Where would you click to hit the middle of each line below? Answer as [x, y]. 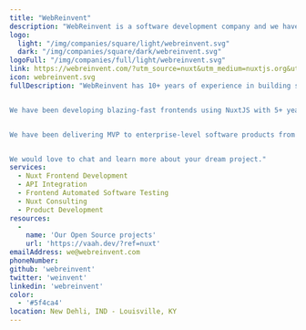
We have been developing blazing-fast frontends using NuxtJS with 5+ [146, 110]
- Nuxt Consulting [53, 201]
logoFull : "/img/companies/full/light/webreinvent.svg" [117, 60]
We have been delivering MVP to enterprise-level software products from [153, 134]
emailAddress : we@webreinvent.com [75, 253]
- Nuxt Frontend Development [73, 176]
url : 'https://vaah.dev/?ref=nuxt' [93, 244]
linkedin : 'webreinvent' [56, 286]
